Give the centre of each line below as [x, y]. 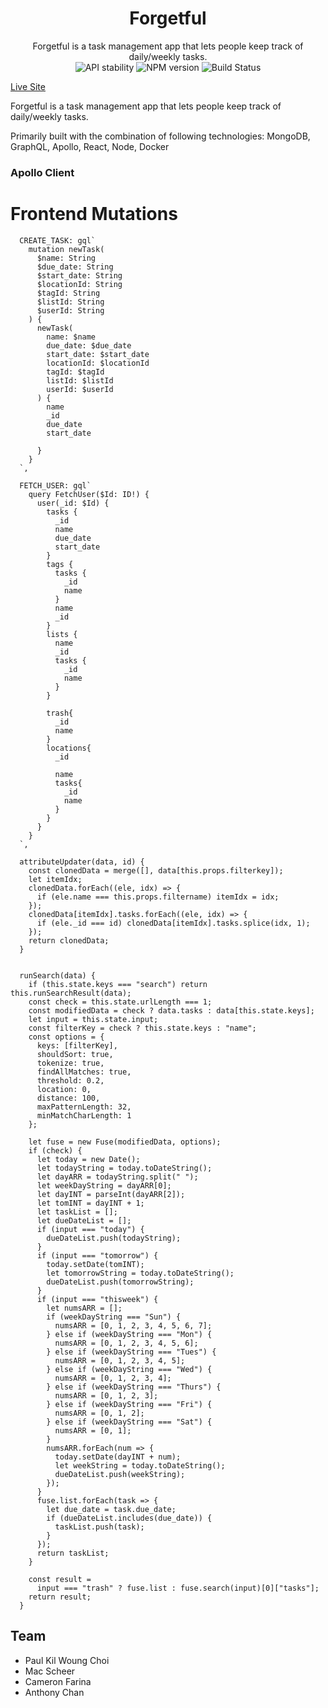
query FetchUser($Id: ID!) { [89, 494]
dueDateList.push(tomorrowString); [120, 1282]
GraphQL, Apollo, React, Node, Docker [90, 146]
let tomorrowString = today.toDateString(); [140, 1273]
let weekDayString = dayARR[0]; [104, 1185]
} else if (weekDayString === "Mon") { [129, 1334]
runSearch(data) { [58, 975]
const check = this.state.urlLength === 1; [120, 1002]
